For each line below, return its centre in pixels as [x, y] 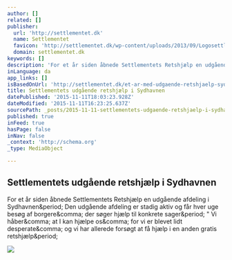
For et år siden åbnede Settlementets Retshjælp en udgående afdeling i [108, 199]
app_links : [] [28, 78]
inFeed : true [26, 123]
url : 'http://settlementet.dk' [58, 33]
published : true [30, 116]
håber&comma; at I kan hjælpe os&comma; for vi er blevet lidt [95, 221]
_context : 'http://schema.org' [52, 142]
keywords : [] [26, 59]
